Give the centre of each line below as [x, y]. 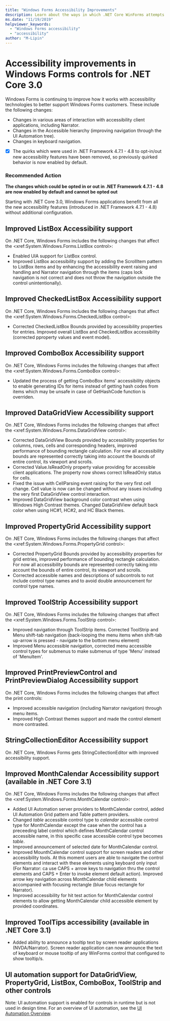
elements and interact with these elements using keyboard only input [85, 863]
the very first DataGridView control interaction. [61, 494]
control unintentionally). [37, 283]
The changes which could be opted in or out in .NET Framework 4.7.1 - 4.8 [84, 186]
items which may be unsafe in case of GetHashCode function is [79, 391]
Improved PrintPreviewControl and [61, 673]
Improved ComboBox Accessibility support [75, 353]
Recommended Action [33, 175]
